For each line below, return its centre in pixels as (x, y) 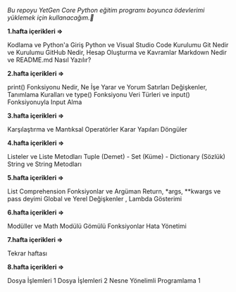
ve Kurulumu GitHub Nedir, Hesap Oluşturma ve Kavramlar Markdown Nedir (117, 52)
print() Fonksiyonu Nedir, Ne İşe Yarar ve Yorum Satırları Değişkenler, (107, 87)
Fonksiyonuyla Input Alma (45, 102)
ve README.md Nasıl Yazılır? (49, 60)
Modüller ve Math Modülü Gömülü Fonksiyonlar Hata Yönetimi (97, 226)
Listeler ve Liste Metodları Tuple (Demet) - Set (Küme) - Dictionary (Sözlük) (116, 157)
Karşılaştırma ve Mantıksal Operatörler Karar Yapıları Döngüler (98, 129)
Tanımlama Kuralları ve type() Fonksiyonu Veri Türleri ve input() (99, 95)
